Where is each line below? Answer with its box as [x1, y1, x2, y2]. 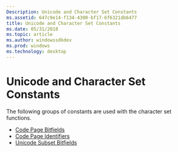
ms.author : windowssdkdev [6, 37, 72, 43]
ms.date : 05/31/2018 [6, 26, 59, 32]
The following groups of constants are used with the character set [6, 108, 172, 115]
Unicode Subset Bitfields [15, 139, 77, 146]
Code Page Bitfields [15, 126, 65, 133]
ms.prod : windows [6, 43, 50, 49]
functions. [6, 114, 32, 122]
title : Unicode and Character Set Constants [6, 20, 121, 26]
